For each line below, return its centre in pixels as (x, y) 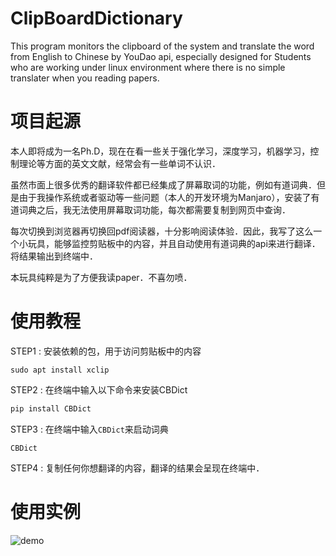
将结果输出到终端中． (54, 256)
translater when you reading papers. (85, 78)
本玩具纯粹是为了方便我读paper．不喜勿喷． (101, 277)
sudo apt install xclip (60, 370)
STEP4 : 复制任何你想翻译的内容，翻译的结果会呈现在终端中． (137, 468)
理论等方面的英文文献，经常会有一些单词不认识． (119, 163)
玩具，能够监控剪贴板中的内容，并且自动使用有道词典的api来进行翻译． (174, 243)
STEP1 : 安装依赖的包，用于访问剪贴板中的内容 (106, 351)
